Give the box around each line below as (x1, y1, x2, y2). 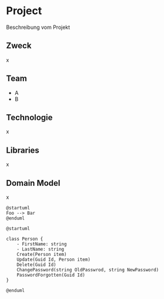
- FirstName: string (16, 241, 67, 247)
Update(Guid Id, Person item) (16, 257, 91, 262)
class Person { (6, 236, 43, 242)
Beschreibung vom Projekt (6, 24, 71, 31)
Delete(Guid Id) (16, 262, 57, 268)
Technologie (6, 112, 53, 122)
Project (6, 4, 42, 18)
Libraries (6, 145, 39, 155)
